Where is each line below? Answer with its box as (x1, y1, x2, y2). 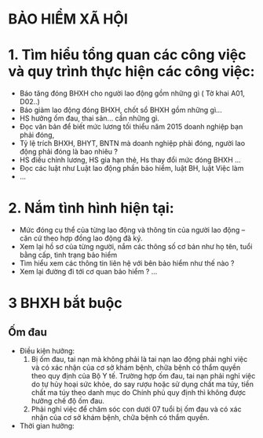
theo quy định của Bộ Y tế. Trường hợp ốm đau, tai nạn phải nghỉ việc (31, 371, 256, 381)
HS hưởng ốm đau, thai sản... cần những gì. (19, 114, 159, 123)
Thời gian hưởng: (19, 422, 75, 431)
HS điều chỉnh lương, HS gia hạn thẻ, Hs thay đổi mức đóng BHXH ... (19, 155, 241, 165)
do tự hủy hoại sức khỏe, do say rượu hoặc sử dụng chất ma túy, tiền (31, 379, 254, 389)
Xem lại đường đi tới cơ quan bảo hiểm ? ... (19, 267, 158, 277)
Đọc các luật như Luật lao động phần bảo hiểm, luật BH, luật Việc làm (19, 164, 244, 173)
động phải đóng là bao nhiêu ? (19, 147, 118, 157)
